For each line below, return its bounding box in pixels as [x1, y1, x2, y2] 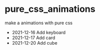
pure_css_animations [5, 3, 96, 15]
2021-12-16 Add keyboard [12, 29, 66, 35]
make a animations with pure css [5, 20, 73, 26]
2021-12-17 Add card [12, 35, 56, 41]
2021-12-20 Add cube [12, 40, 58, 46]
